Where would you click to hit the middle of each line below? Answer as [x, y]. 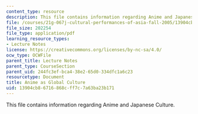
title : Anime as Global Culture [46, 83]
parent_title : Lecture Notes [42, 61]
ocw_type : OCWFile [29, 55]
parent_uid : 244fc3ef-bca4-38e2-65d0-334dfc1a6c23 [70, 72]
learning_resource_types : [38, 39]
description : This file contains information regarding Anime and [89, 17]
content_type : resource [35, 11]
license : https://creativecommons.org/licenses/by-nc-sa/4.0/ [84, 50]
